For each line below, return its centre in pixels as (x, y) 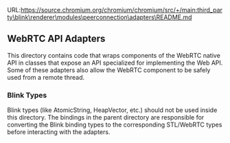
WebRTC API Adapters (56, 39)
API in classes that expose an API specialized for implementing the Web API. (115, 63)
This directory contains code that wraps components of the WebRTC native (114, 55)
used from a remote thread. (46, 77)
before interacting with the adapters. (59, 132)
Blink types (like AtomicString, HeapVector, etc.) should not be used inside (112, 110)
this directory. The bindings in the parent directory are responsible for (106, 118)
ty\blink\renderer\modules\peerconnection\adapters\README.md (100, 17)
